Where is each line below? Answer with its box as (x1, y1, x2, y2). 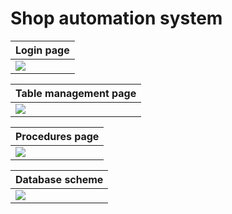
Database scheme (15, 172, 104, 186)
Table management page (15, 86, 137, 100)
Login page (15, 43, 70, 57)
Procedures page (15, 129, 100, 143)
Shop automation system (10, 7, 223, 30)
